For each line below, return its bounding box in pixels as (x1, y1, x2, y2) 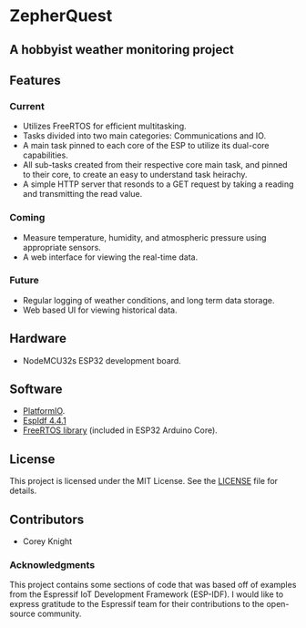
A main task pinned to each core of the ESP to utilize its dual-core (22, 140, 270, 151)
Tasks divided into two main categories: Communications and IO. (22, 130, 267, 141)
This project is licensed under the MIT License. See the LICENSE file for (9, 476, 279, 487)
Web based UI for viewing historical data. (22, 304, 178, 315)
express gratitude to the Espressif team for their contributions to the (9, 599, 265, 610)
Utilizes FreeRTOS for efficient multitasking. (22, 120, 187, 132)
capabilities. (22, 149, 68, 160)
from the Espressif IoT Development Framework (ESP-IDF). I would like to (9, 589, 284, 600)
